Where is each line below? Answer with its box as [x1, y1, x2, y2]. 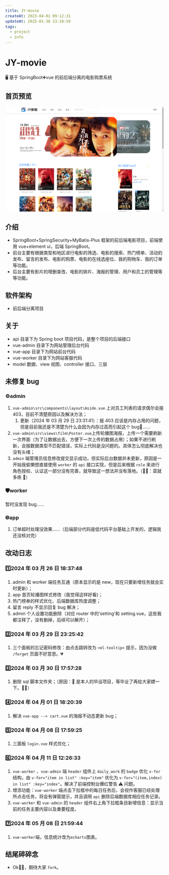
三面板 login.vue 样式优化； [12, 741, 71, 747]
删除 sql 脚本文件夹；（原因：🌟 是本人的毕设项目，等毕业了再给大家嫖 [12, 679, 156, 685]
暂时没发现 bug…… [5, 501, 44, 507]
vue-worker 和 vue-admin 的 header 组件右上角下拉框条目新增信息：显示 [12, 800, 159, 806]
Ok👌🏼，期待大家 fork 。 [12, 864, 61, 870]
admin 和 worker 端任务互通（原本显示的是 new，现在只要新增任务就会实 [12, 579, 164, 585]
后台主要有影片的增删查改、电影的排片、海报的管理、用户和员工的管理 [12, 268, 158, 275]
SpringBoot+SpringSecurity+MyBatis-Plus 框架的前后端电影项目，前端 [12, 237, 158, 243]
